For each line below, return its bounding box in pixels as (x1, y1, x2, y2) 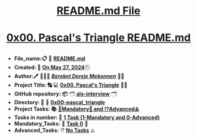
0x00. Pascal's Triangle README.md (6, 31, 191, 45)
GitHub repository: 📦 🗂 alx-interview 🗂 (14, 90, 117, 97)
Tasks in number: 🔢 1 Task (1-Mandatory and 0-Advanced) (14, 114, 160, 121)
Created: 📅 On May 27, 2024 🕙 (14, 64, 90, 71)
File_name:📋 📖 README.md (14, 55, 86, 62)
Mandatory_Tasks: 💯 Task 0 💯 (14, 120, 88, 127)
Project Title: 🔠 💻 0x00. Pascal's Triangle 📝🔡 (14, 81, 128, 88)
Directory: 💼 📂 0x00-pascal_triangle (14, 98, 106, 105)
